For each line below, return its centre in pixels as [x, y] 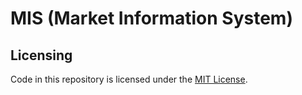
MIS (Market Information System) [151, 18]
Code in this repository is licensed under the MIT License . [129, 79]
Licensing [41, 55]
